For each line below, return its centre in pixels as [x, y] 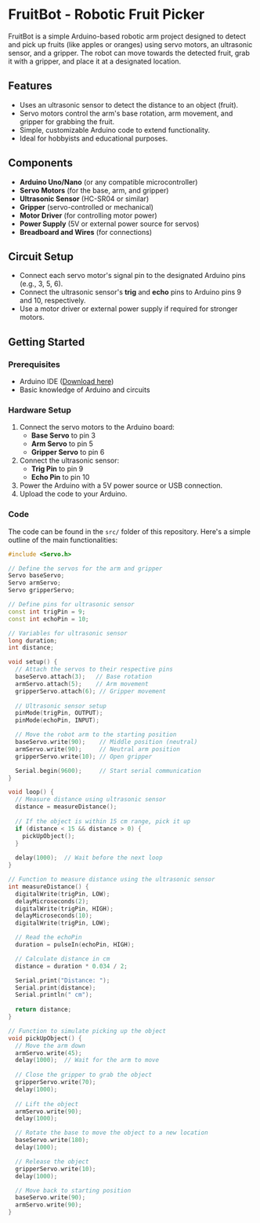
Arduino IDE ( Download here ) [67, 382]
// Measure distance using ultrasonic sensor [91, 800]
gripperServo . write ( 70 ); [56, 1082]
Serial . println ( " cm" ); [54, 995]
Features [30, 86]
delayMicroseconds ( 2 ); [52, 901]
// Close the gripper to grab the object [84, 1075]
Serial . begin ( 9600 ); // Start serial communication [108, 771]
